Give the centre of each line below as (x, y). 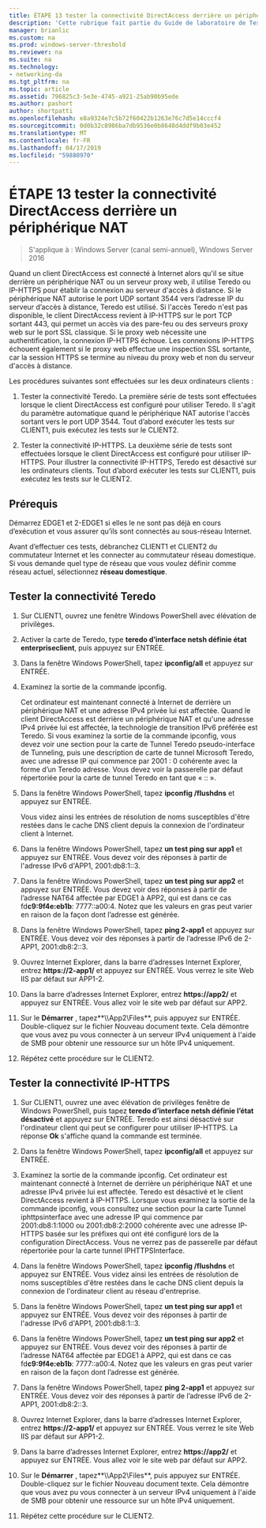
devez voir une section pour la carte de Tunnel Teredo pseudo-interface (138, 744)
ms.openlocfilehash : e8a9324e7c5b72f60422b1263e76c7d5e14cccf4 (115, 119)
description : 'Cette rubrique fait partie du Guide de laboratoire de (127, 23)
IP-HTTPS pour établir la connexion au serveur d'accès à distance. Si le (125, 290)
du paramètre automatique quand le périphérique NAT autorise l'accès (135, 413)
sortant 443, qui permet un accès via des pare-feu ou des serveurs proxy (129, 324)
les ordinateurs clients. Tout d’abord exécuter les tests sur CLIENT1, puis (138, 470)
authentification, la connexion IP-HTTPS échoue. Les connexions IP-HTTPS (132, 341)
